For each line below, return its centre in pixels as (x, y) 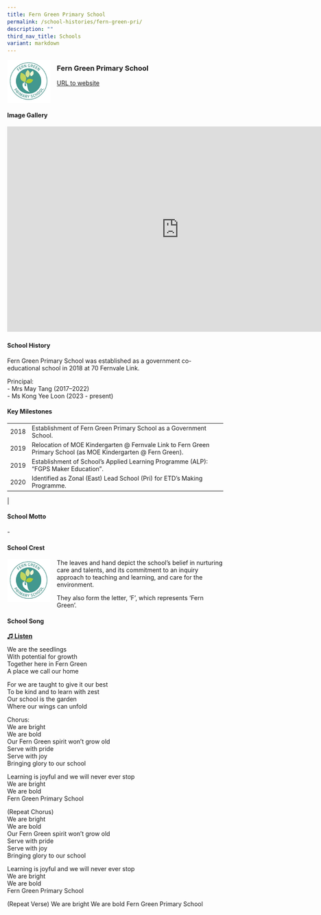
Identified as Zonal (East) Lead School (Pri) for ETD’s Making (117, 478)
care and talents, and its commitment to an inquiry (128, 570)
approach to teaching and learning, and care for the (130, 578)
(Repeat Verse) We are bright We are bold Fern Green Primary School (105, 904)
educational (24, 368)
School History (29, 345)
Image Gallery (27, 115)
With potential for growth (42, 657)
